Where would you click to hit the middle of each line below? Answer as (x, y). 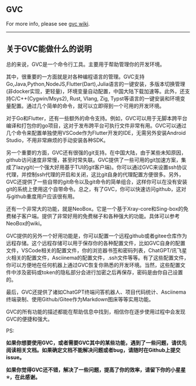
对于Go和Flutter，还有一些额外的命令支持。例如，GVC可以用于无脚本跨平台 (97, 118)
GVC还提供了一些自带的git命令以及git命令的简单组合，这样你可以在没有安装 (97, 182)
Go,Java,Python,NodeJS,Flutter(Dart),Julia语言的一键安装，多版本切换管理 (96, 84)
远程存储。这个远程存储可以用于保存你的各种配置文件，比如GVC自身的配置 (96, 243)
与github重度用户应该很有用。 (42, 196)
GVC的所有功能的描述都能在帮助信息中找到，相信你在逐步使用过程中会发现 (96, 311)
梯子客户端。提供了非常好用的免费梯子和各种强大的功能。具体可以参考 (95, 216)
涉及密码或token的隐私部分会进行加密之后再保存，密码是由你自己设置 (99, 272)
